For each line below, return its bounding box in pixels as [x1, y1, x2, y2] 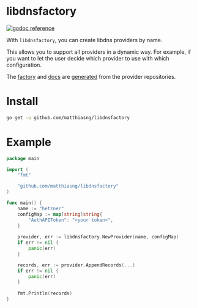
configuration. [6, 61, 42, 68]
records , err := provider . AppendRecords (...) [17, 262, 136, 268]
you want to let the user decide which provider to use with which [6, 54, 169, 62]
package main [6, 155, 40, 161]
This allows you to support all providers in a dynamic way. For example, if [6, 48, 191, 56]
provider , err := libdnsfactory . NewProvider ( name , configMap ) [17, 234, 179, 240]
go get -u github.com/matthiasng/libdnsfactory [6, 114, 130, 120]
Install [6, 95, 39, 108]
